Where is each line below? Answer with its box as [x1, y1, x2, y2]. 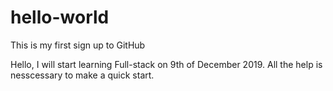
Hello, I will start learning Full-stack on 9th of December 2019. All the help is [10, 58, 323, 70]
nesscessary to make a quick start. [10, 69, 155, 81]
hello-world [10, 6, 110, 29]
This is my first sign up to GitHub [10, 39, 146, 51]
